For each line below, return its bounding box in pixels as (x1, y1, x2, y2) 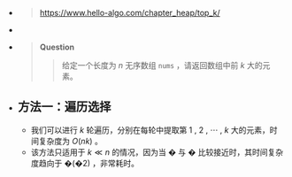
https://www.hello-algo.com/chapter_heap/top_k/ (39, 8, 221, 18)
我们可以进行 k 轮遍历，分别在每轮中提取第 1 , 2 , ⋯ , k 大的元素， (30, 124, 270, 135)
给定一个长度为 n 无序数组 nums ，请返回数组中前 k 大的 (61, 60, 263, 70)
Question (39, 42, 75, 52)
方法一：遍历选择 (17, 99, 111, 114)
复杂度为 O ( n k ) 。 (38, 135, 104, 146)
